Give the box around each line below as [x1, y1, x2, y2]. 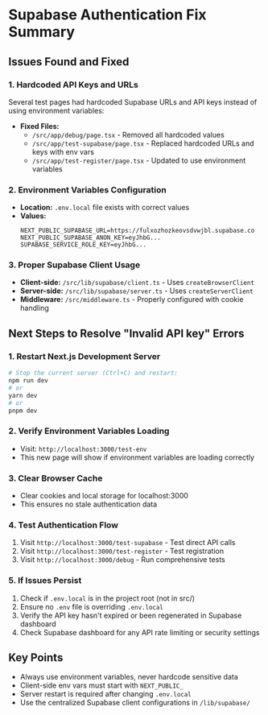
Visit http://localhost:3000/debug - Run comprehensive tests [19, 555, 225, 564]
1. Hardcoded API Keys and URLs [8, 79, 138, 90]
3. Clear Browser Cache [8, 473, 103, 484]
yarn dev [8, 391, 38, 399]
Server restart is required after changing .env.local [19, 689, 192, 699]
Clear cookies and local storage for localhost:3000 [19, 491, 189, 500]
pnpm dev [8, 407, 38, 415]
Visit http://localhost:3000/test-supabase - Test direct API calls [19, 538, 236, 548]
